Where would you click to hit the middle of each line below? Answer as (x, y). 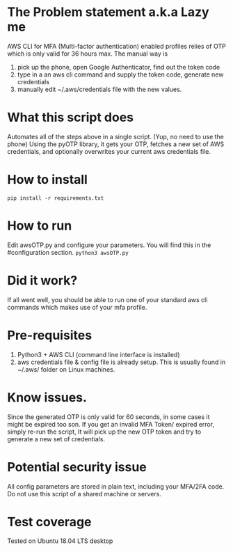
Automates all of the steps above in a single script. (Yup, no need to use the (116, 136)
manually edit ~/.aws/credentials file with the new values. (99, 89)
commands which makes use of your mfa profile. (77, 307)
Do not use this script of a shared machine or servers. (85, 494)
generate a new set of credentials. (56, 439)
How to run (40, 226)
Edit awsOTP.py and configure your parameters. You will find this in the (109, 245)
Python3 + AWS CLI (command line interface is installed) (98, 354)
